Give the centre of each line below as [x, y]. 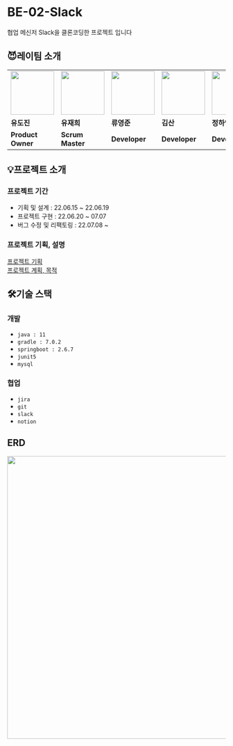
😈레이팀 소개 [34, 56]
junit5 [27, 357]
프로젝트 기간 [28, 191]
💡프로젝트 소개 [37, 170]
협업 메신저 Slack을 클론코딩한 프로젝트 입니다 [70, 32]
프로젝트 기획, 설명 [36, 245]
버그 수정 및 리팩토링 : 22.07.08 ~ [63, 225]
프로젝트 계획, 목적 [32, 270]
